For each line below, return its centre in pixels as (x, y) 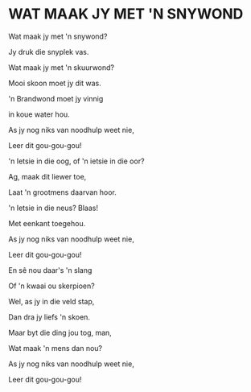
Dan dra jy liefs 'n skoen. (49, 317)
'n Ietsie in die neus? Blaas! (53, 208)
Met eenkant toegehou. (47, 223)
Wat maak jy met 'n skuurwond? (62, 67)
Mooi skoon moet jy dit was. (55, 83)
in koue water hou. (39, 114)
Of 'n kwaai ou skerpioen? (51, 286)
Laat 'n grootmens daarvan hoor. (62, 192)
